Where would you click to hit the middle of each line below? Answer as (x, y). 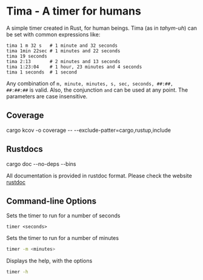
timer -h (17, 272)
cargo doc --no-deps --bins (41, 164)
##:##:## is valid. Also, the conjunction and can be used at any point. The (97, 90)
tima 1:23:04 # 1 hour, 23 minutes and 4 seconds (74, 67)
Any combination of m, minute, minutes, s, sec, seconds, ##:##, (90, 83)
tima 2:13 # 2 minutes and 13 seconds (63, 61)
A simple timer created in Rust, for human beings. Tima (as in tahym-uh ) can (102, 28)
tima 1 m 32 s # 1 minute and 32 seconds (62, 46)
